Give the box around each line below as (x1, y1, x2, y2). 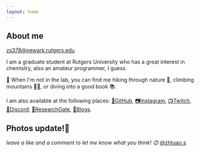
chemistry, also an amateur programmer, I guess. (6, 65, 128, 72)
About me (6, 31, 44, 41)
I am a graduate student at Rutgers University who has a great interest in (6, 58, 185, 66)
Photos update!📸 (6, 123, 70, 133)
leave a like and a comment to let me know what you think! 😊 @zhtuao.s (6, 139, 187, 147)
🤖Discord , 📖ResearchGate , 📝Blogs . (6, 106, 92, 113)
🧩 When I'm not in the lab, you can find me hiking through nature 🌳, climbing (6, 76, 195, 84)
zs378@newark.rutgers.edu (6, 47, 75, 54)
